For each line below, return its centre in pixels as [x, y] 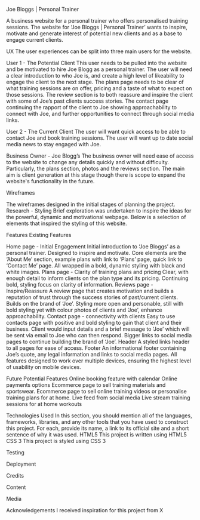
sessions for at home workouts [44, 404]
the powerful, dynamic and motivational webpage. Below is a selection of [96, 217]
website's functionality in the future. [50, 181]
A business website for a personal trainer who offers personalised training [97, 21]
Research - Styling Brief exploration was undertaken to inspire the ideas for [99, 211]
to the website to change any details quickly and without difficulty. [87, 162]
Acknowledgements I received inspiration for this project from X [85, 510]
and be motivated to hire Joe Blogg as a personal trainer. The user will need [99, 69]
